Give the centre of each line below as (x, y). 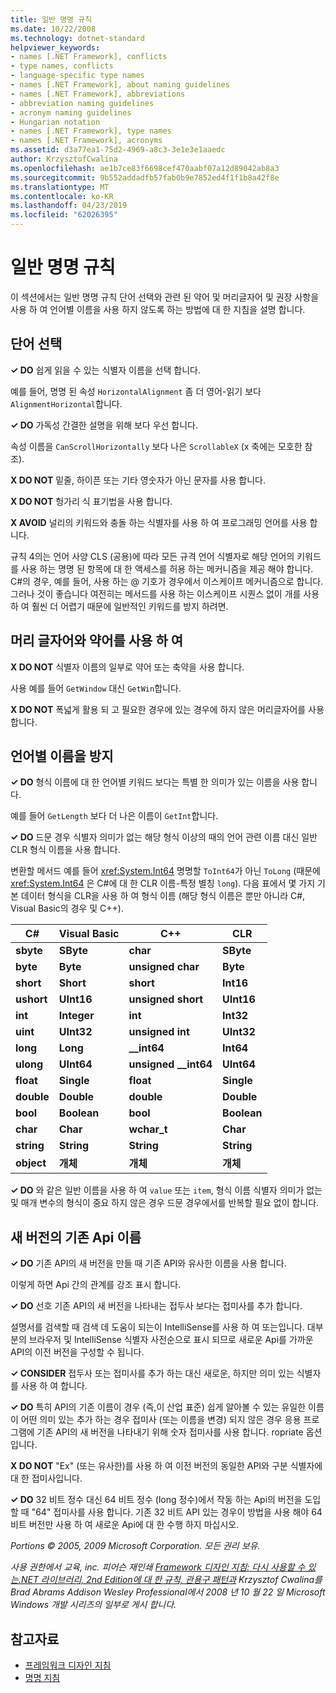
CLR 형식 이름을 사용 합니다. (65, 850)
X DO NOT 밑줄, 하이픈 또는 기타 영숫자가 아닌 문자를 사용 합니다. (138, 480)
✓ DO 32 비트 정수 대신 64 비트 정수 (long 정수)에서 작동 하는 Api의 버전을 (156, 1500)
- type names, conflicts (62, 66)
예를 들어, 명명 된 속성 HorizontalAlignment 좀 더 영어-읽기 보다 (136, 391)
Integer (76, 1016)
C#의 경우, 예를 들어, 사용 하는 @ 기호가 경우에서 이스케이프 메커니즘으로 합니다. (167, 581)
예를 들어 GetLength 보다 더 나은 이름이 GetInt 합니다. (114, 816)
